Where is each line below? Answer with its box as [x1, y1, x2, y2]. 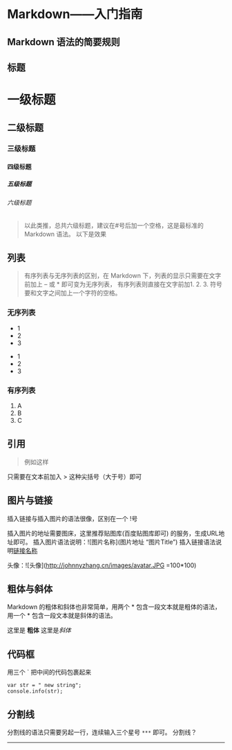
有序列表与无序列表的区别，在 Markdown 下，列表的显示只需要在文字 [23, 271, 222, 280]
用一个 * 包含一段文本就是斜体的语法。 [7, 612, 117, 620]
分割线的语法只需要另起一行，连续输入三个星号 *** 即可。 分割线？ [7, 728, 197, 737]
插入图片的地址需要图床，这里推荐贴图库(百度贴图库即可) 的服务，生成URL [7, 529, 219, 537]
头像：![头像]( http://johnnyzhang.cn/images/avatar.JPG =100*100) [7, 561, 197, 569]
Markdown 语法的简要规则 [7, 36, 121, 48]
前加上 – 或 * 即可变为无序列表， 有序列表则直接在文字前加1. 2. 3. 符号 [23, 280, 222, 289]
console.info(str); [7, 688, 64, 695]
